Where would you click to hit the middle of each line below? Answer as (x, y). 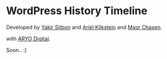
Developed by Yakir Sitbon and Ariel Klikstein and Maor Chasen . (84, 27)
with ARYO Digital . (28, 38)
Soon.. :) (17, 50)
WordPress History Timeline (77, 11)
